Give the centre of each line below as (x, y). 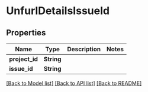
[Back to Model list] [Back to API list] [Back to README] (74, 83)
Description (84, 49)
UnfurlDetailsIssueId (58, 11)
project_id (24, 59)
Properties (26, 33)
